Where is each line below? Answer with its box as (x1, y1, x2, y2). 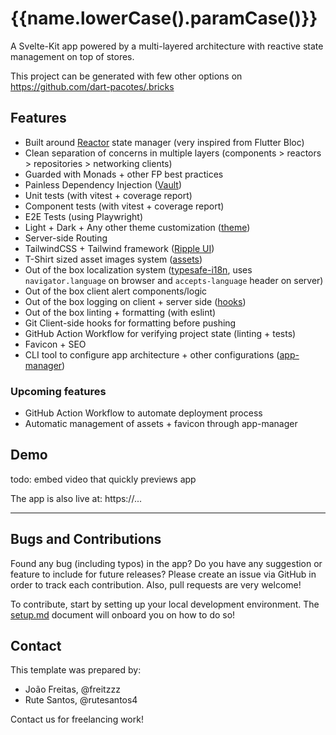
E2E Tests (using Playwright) (24, 210, 143, 222)
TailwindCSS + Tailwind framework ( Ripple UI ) (24, 242, 215, 254)
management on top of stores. (10, 50, 135, 62)
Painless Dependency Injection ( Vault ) (24, 178, 182, 191)
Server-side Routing (24, 232, 108, 244)
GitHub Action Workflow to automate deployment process (24, 407, 263, 419)
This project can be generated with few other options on (10, 70, 243, 82)
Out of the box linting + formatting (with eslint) (24, 306, 217, 318)
